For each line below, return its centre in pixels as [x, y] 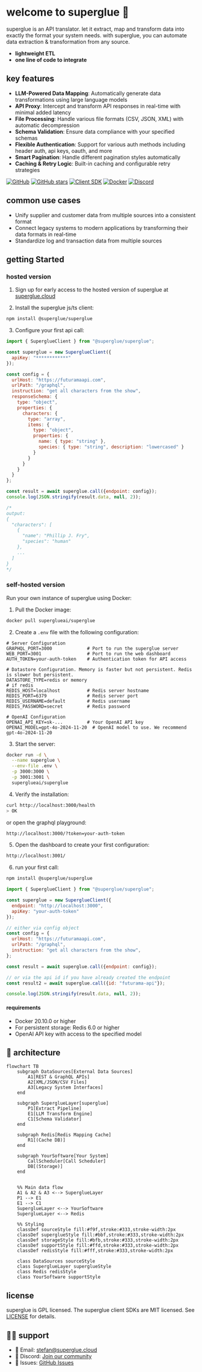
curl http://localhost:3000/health [51, 805]
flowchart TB [23, 1067]
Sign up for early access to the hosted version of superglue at [91, 290]
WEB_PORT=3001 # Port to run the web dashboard [88, 654]
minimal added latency [43, 112]
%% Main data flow [40, 1188]
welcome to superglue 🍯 [68, 12]
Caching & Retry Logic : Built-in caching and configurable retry [93, 163]
